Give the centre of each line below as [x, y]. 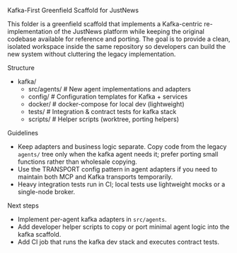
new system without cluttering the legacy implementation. [92, 54]
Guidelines [23, 133]
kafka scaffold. [39, 234]
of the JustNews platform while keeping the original [129, 32]
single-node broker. [46, 192]
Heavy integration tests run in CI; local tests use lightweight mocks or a [121, 184]
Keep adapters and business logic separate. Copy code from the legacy [122, 147]
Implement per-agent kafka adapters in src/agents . [92, 219]
